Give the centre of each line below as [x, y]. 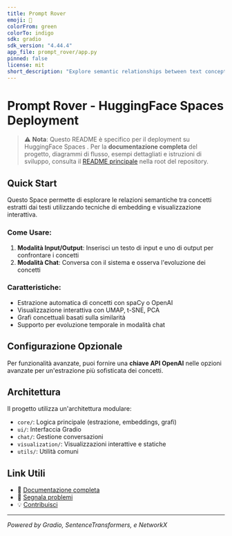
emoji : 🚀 [20, 20]
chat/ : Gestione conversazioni [60, 437]
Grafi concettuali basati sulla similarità [71, 317]
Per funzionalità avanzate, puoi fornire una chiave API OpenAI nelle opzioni [115, 363]
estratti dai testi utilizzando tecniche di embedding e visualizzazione [104, 207]
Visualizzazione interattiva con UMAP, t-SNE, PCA [88, 310]
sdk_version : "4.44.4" [40, 46]
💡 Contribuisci [37, 505]
